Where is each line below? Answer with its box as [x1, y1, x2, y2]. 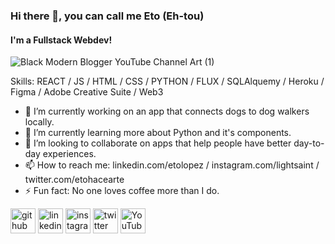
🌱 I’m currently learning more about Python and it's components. [24, 127, 292, 139]
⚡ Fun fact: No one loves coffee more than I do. [24, 185, 220, 197]
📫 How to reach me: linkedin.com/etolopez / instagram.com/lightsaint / [24, 159, 320, 171]
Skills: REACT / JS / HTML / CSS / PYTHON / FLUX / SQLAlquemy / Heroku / [10, 75, 325, 88]
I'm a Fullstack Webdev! [10, 34, 113, 46]
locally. [24, 116, 55, 128]
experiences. [42, 148, 97, 160]
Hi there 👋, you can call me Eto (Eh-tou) [10, 9, 205, 23]
